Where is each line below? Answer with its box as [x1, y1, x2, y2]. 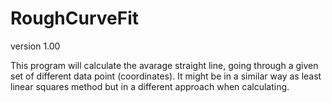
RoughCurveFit [10, 7, 139, 30]
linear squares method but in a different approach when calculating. [10, 80, 290, 92]
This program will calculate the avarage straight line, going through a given [10, 59, 319, 71]
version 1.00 [10, 40, 61, 52]
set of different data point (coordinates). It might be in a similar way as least [10, 70, 322, 82]
